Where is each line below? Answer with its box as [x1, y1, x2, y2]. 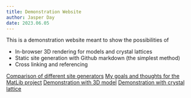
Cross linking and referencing [14, 61, 88, 68]
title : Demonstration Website [6, 8, 82, 15]
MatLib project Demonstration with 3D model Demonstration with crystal [6, 79, 185, 86]
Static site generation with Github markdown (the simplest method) [14, 55, 181, 62]
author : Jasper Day [6, 14, 55, 20]
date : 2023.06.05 [6, 20, 50, 26]
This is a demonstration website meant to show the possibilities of [6, 37, 169, 44]
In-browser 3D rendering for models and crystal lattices [14, 48, 153, 55]
